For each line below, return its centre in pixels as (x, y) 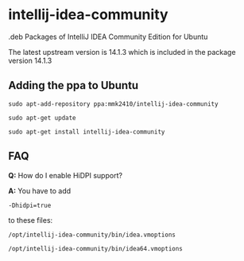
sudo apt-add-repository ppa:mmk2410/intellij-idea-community (113, 104)
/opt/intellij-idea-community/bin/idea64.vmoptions (95, 248)
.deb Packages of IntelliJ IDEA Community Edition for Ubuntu (108, 37)
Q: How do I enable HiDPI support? (66, 175)
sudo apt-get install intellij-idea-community (87, 132)
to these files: (31, 220)
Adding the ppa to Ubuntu (74, 86)
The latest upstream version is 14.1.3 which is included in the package (122, 52)
